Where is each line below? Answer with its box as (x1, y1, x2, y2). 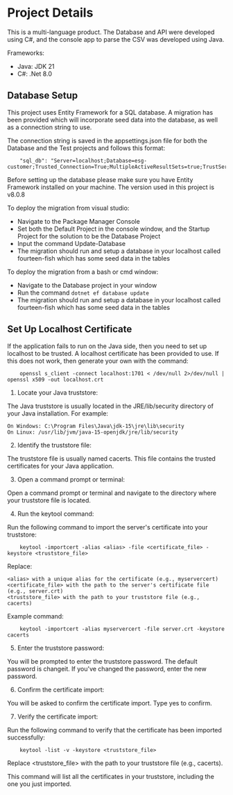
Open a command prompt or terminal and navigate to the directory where (7, 489, 217, 497)
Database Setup (7, 90, 78, 101)
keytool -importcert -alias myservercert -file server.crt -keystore (19, 625, 225, 632)
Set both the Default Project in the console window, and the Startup (17, 224, 210, 233)
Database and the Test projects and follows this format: (7, 144, 165, 152)
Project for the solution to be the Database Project (17, 231, 161, 240)
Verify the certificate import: (17, 712, 98, 721)
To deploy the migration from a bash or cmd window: (7, 268, 159, 276)
